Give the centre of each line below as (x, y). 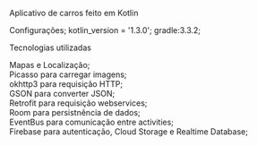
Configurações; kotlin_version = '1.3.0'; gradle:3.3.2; (105, 30)
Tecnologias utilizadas (51, 47)
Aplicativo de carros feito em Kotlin (74, 13)
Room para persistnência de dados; (75, 112)
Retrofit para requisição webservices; (78, 103)
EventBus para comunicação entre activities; (92, 122)
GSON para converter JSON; (62, 94)
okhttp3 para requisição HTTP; (66, 84)
